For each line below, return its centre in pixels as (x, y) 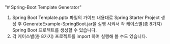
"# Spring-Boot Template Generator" (43, 7)
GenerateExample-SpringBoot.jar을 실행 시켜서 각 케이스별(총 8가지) (93, 24)
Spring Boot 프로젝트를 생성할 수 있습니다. (54, 30)
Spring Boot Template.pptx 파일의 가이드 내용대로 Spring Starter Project (86, 17)
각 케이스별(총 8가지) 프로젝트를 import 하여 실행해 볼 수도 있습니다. (79, 36)
